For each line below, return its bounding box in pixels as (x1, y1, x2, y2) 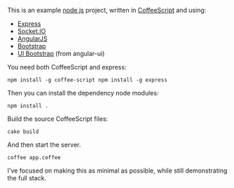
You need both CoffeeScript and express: (7, 63, 127, 71)
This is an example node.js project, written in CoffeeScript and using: (7, 6, 207, 14)
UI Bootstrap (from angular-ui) (17, 49, 105, 58)
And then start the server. (7, 140, 81, 149)
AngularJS (17, 34, 48, 43)
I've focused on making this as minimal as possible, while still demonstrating (7, 166, 228, 175)
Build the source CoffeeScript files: (7, 115, 109, 123)
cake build (7, 128, 39, 135)
